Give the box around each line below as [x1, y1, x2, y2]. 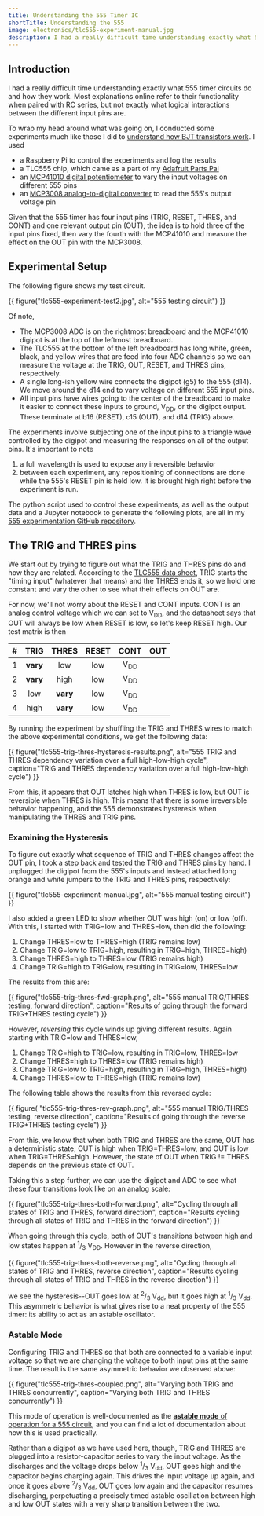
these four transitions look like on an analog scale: [8, 1184, 170, 1194]
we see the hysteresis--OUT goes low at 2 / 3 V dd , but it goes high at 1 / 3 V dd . [8, 1290, 253, 1302]
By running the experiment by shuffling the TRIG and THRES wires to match [8, 723, 253, 733]
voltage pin [19, 197, 57, 207]
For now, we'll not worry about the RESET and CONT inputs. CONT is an [8, 600, 241, 610]
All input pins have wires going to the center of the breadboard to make [19, 394, 251, 403]
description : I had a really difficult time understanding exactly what [8, 33, 251, 42]
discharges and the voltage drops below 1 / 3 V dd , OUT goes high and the [8, 1459, 242, 1472]
